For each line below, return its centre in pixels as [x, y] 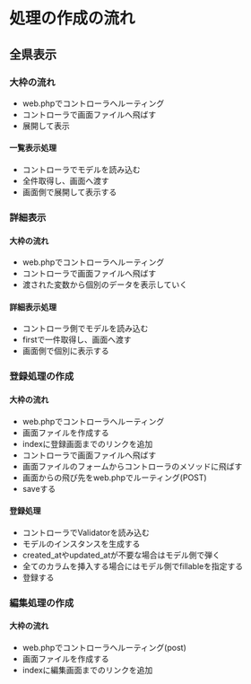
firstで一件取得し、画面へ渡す [77, 340]
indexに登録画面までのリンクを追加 [87, 443]
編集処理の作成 [42, 602]
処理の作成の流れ [73, 18]
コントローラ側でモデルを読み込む [85, 329]
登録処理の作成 [42, 376]
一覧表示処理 [33, 148]
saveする [39, 488]
